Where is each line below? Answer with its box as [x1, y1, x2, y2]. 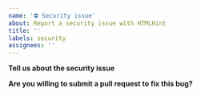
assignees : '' [8, 42, 56, 50]
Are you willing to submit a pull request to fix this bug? [8, 79, 194, 89]
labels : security [8, 34, 66, 42]
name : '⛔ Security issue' [8, 11, 96, 20]
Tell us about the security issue [8, 63, 115, 73]
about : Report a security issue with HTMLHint [8, 19, 167, 27]
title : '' [8, 26, 42, 34]
